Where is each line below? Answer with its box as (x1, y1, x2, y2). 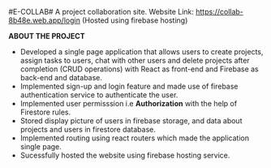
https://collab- (196, 7, 243, 16)
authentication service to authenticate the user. (19, 90, 179, 100)
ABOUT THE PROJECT (8, 32, 85, 41)
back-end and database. (19, 73, 103, 82)
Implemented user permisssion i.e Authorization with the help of (19, 99, 238, 108)
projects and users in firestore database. (19, 125, 157, 134)
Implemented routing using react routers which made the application (19, 133, 250, 143)
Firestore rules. (19, 107, 71, 117)
